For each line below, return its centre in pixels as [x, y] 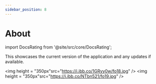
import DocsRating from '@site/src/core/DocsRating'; [59, 47]
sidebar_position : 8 [26, 9]
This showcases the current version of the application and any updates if [78, 56]
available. [15, 62]
